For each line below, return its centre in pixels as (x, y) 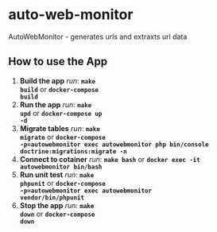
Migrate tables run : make (60, 128)
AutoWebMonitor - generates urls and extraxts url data (98, 37)
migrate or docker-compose (62, 137)
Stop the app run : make (57, 205)
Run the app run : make (56, 104)
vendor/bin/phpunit (52, 197)
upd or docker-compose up (61, 113)
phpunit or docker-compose (62, 183)
